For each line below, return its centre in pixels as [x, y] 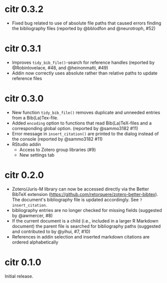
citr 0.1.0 [23, 262]
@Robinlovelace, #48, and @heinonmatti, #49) [60, 67]
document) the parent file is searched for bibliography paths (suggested [86, 226]
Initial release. [19, 276]
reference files [27, 78]
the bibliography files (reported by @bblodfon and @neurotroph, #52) [84, 28]
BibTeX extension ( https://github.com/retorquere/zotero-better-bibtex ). [85, 194]
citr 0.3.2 [24, 9]
